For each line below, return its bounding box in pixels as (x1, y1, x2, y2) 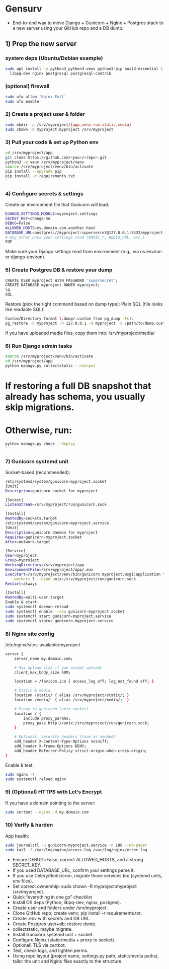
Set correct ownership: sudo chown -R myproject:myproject (12, 883, 137, 889)
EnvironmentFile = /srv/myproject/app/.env (5, 567, 94, 572)
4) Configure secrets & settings (5, 190, 84, 197)
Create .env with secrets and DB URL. (12, 915, 91, 921)
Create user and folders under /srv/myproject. (12, 905, 108, 911)
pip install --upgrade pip (5, 169, 62, 174)
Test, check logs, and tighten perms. (12, 947, 89, 953)
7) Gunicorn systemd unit (5, 458, 69, 465)
